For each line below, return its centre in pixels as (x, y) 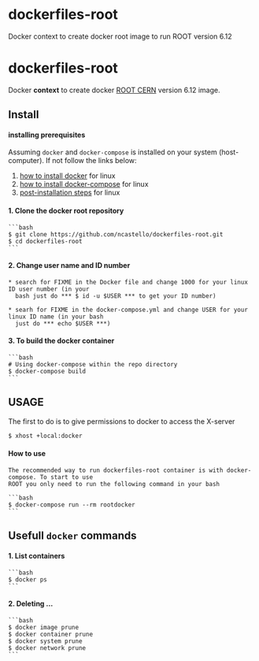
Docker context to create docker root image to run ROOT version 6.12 (120, 36)
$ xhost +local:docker (45, 436)
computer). (26, 161)
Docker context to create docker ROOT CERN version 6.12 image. (114, 90)
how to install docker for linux (67, 176)
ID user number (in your (49, 289)
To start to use (66, 477)
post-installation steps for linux (70, 193)
